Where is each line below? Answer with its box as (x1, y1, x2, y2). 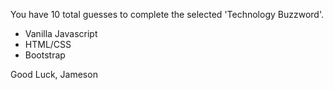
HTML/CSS (24, 39, 72, 50)
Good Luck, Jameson (10, 69, 98, 80)
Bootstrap (24, 49, 66, 61)
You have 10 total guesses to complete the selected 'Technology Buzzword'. (10, 9, 324, 20)
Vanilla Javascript (24, 28, 98, 39)
